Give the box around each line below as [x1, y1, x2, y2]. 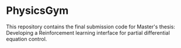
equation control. [6, 35, 47, 42]
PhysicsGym [6, 4, 69, 17]
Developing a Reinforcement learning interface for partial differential [6, 29, 170, 36]
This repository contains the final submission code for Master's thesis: [6, 23, 175, 30]
